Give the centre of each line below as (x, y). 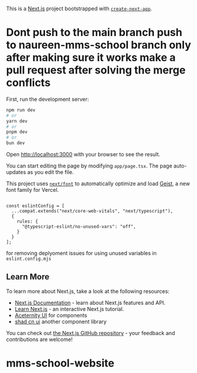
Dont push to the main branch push (94, 33)
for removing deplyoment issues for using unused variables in (81, 253)
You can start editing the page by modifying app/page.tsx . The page (89, 166)
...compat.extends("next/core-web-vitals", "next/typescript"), (92, 211)
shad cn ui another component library (61, 321)
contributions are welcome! (39, 339)
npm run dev (21, 110)
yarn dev (17, 121)
